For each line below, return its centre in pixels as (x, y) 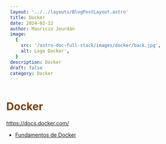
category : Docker (32, 73)
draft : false (26, 68)
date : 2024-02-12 (32, 23)
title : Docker (28, 17)
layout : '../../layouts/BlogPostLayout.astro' (69, 12)
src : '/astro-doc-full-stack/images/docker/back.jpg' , (91, 46)
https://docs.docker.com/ (38, 124)
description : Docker (36, 62)
